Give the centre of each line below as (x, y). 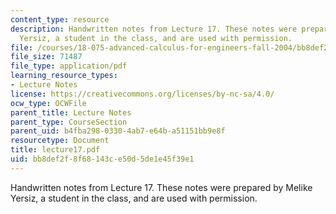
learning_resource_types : (64, 76)
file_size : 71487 (46, 57)
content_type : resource (60, 19)
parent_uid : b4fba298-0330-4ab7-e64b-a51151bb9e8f (118, 131)
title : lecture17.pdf (55, 150)
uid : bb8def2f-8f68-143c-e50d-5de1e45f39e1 (102, 159)
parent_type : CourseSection (69, 122)
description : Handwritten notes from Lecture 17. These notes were (154, 29)
